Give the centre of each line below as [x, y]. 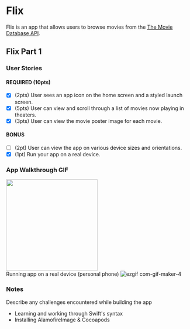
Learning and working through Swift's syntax [69, 313]
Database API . [23, 33]
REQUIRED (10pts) [28, 82]
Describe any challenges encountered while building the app [79, 302]
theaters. [25, 115]
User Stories [24, 68]
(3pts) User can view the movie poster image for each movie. [88, 121]
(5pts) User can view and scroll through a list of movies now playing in [99, 108]
